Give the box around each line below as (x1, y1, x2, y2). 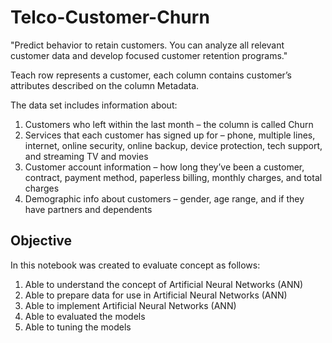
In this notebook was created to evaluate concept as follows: (10, 259, 261, 271)
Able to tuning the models (24, 321, 132, 333)
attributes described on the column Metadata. (10, 79, 200, 91)
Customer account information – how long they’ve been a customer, (24, 161, 305, 173)
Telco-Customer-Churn (10, 6, 210, 29)
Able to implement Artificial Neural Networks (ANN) (24, 299, 237, 311)
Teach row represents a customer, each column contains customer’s (10, 69, 293, 81)
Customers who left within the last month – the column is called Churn (24, 118, 314, 130)
